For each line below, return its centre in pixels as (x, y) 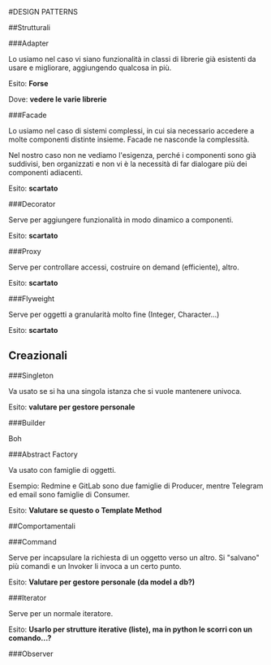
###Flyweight (32, 299)
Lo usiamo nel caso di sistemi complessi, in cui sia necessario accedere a (131, 131)
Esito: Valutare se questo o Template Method (85, 510)
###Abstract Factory (43, 454)
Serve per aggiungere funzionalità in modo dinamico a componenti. (121, 220)
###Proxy (25, 251)
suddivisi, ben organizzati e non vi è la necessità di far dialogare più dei (128, 164)
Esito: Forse (28, 83)
